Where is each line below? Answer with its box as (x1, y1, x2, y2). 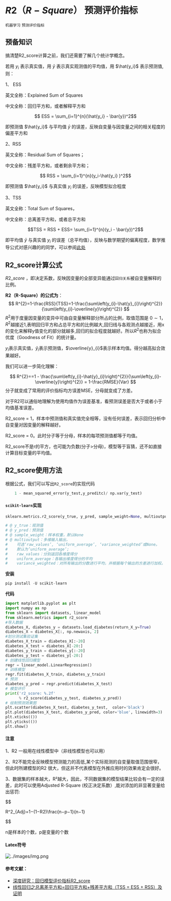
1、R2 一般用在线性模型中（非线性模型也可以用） (5, 748, 108, 754)
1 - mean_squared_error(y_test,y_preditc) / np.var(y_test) (14, 491, 142, 496)
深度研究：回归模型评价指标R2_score (12, 878, 91, 884)
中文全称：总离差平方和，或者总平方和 (5, 216, 85, 222)
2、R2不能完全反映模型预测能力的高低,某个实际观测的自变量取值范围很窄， (5, 759, 162, 765)
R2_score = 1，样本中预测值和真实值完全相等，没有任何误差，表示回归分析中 (5, 415, 166, 421)
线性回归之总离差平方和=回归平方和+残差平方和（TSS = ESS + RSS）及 (12, 884, 162, 890)
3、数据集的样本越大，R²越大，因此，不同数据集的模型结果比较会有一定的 (5, 776, 160, 782)
